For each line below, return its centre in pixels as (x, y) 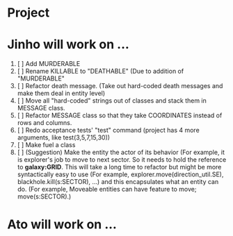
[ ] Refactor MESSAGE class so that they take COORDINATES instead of (120, 115)
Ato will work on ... (62, 225)
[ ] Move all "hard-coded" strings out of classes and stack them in (112, 101)
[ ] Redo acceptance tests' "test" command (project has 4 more (108, 130)
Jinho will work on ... (69, 45)
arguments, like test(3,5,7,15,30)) (63, 137)
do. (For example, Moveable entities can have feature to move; (107, 189)
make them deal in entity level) (61, 93)
